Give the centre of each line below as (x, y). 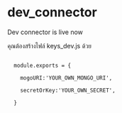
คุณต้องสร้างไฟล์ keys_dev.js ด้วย (50, 45)
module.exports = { (43, 65)
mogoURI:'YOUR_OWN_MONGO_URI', (66, 78)
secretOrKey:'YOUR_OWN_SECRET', (68, 90)
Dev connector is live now (45, 32)
